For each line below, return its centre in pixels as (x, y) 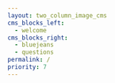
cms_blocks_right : (38, 38)
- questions (34, 52)
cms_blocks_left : (36, 23)
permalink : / (29, 60)
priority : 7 (27, 67)
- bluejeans (34, 45)
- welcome (31, 30)
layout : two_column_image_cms (57, 15)
